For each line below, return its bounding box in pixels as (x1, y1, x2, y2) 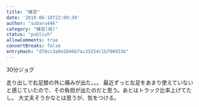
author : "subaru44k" (6, 20, 59, 26)
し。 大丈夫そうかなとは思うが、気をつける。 (6, 94, 120, 101)
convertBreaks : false (6, 43, 61, 49)
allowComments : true (6, 37, 59, 43)
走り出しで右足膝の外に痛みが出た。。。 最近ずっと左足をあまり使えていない (6, 78, 194, 86)
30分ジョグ (6, 66, 35, 73)
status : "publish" (6, 32, 53, 38)
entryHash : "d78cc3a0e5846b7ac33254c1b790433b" (6, 49, 129, 55)
